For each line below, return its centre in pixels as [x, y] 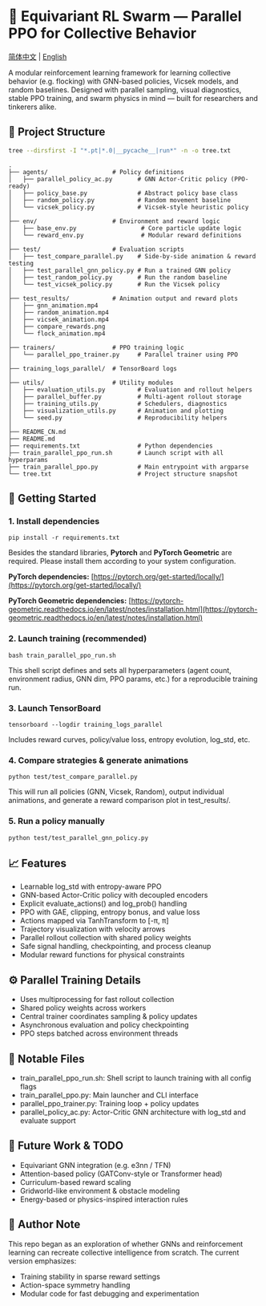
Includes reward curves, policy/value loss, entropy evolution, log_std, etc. [129, 739]
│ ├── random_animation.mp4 [59, 312]
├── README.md [32, 439]
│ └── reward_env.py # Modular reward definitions [125, 235]
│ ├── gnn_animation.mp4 [53, 305]
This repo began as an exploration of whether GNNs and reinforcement [125, 1243]
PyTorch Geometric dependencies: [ [70, 601]
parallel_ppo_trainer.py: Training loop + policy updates [109, 1103]
